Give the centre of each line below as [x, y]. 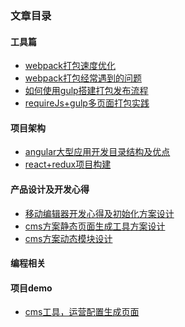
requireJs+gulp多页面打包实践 [87, 103]
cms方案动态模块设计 [68, 238]
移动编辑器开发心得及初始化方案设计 [99, 213]
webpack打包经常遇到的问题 [83, 78]
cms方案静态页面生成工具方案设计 [95, 226]
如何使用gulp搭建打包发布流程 [86, 91]
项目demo [31, 288]
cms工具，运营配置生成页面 [82, 312]
